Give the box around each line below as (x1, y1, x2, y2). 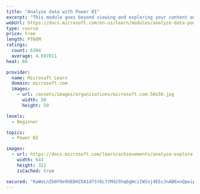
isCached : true (17, 168, 55, 174)
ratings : (6, 42, 28, 48)
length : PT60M (6, 36, 42, 42)
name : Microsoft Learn (11, 75, 68, 81)
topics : (6, 129, 26, 136)
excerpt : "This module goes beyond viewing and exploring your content (6, 14, 187, 20)
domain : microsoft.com (11, 80, 68, 86)
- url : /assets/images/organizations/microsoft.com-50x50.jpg (17, 92, 174, 98)
